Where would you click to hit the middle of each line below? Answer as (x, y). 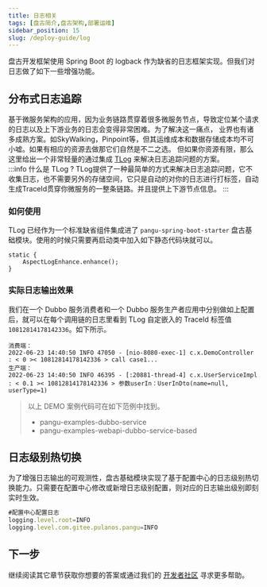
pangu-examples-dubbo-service (93, 422)
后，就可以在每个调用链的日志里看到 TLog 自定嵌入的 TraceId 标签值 (120, 319)
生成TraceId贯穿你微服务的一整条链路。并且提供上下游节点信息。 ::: (118, 189)
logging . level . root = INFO (49, 520)
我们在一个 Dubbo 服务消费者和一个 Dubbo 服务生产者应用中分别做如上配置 (132, 309)
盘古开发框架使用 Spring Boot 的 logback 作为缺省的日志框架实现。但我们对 (132, 61)
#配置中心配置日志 (34, 513)
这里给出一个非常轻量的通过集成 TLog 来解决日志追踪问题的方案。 (116, 159)
